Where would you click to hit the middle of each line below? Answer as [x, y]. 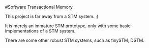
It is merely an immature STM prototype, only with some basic [68, 26]
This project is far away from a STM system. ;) [52, 16]
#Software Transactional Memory [39, 7]
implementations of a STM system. [40, 31]
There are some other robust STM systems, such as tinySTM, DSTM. [75, 40]
